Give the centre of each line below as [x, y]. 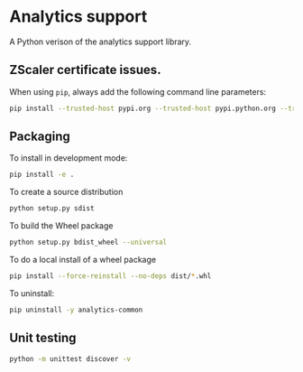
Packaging [40, 137]
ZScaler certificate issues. [85, 70]
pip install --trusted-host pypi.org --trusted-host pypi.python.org [143, 108]
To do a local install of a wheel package [83, 260]
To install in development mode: [69, 158]
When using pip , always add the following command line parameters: [138, 91]
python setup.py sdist [52, 209]
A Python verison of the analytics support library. [101, 42]
